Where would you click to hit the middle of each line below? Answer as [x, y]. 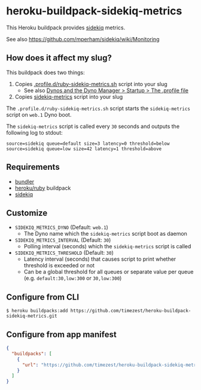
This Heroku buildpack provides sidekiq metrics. [66, 28]
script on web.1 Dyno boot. [39, 114]
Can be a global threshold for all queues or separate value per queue [109, 272]
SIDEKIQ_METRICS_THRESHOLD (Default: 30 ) [64, 253]
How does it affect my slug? [59, 58]
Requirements [33, 167]
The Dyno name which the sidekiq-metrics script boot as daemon [105, 234]
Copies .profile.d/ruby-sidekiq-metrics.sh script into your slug [91, 84]
